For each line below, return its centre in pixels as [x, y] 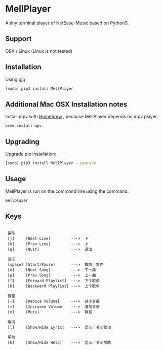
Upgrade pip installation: [31, 154]
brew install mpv [24, 126]
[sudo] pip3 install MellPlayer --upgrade [51, 163]
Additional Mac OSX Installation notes [66, 104]
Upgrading [22, 142]
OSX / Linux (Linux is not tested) [39, 51]
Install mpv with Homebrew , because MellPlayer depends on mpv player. [82, 117]
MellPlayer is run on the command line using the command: [67, 191]
